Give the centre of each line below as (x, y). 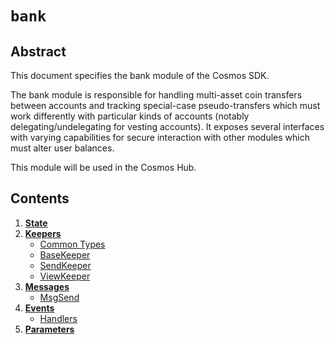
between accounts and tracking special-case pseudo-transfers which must (165, 105)
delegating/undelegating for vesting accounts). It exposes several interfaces (167, 126)
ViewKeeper (65, 276)
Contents (40, 198)
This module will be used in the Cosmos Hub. (103, 167)
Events (39, 308)
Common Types (72, 244)
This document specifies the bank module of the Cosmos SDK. (140, 75)
